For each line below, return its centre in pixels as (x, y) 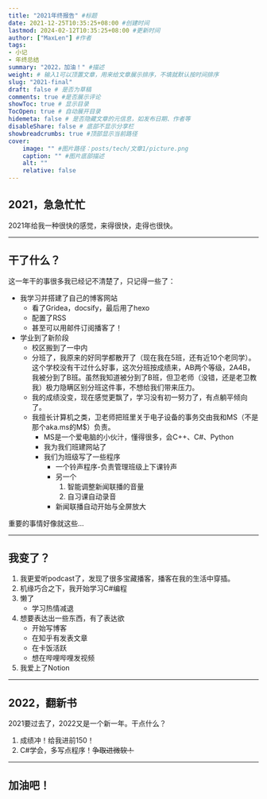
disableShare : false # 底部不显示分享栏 (71, 126)
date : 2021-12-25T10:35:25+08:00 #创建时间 (79, 23)
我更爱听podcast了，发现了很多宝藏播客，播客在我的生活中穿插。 (127, 579)
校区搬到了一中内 (60, 347)
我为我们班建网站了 (75, 446)
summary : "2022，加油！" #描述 (56, 68)
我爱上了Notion (44, 668)
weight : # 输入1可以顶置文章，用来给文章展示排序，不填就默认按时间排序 (114, 75)
